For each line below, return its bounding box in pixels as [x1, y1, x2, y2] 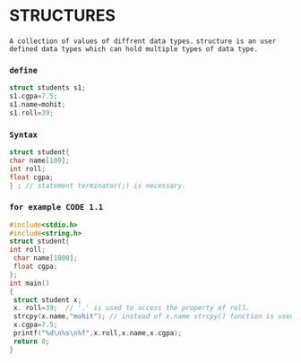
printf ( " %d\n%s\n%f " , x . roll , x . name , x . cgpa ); [13, 329, 183, 338]
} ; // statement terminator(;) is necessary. [9, 181, 186, 190]
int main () [9, 279, 50, 288]
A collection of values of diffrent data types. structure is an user [9, 37, 277, 46]
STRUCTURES [9, 5, 116, 26]
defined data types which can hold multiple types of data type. [9, 44, 258, 54]
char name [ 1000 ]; [13, 254, 78, 263]
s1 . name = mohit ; [9, 99, 66, 108]
